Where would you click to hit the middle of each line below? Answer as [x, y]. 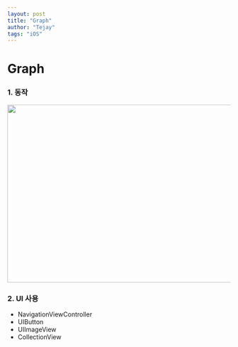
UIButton [30, 322]
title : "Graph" [30, 21]
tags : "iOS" [25, 34]
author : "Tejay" [31, 27]
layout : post [27, 14]
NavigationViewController [55, 314]
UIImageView [37, 330]
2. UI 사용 [23, 298]
